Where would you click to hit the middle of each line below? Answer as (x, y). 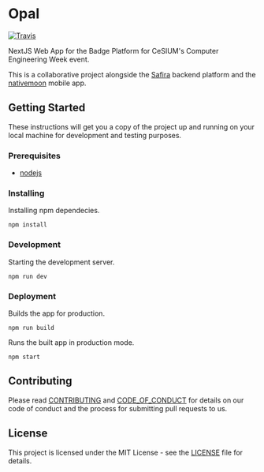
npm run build (32, 328)
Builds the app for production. (56, 313)
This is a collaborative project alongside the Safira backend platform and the (132, 74)
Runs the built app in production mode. (71, 342)
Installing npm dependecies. (54, 211)
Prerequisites (34, 155)
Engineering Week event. (49, 59)
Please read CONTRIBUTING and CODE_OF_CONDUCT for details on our (126, 400)
